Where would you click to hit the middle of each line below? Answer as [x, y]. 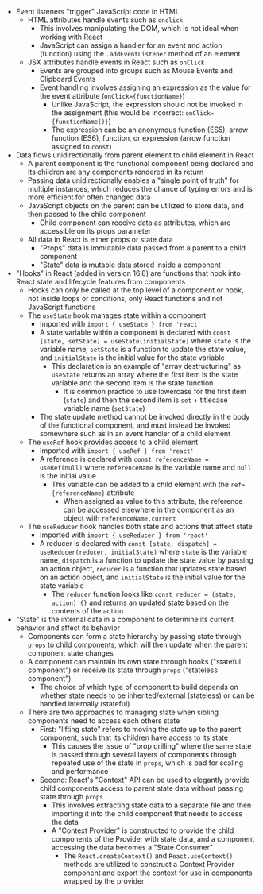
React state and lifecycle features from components [101, 282]
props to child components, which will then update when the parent [137, 644]
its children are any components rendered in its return [116, 172]
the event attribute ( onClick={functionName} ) [112, 96]
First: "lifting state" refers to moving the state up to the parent [140, 729]
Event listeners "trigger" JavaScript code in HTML [98, 12]
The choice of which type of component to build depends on [139, 687]
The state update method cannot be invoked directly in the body [145, 417]
